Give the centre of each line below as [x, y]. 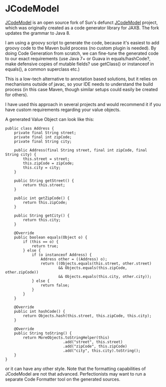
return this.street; [44, 185]
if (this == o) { [41, 242]
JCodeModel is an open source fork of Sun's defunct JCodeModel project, [82, 22]
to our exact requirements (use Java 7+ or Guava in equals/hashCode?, [78, 58]
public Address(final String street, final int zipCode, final [81, 150]
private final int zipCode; [43, 137]
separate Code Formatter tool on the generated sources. [63, 379]
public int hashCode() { [40, 311]
